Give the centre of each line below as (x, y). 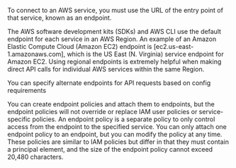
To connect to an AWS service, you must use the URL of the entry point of (115, 10)
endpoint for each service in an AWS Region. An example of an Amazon (112, 39)
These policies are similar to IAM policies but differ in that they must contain (118, 142)
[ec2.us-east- (174, 46)
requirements (27, 90)
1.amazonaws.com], (36, 54)
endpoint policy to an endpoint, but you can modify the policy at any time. (115, 134)
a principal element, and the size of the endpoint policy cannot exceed (110, 149)
